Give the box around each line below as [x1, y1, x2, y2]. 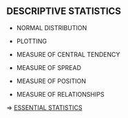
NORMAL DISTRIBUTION [16, 23, 87, 32]
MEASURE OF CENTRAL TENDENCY [16, 50, 120, 58]
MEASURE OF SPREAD [16, 63, 82, 71]
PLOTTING [16, 37, 47, 45]
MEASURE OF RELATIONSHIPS [16, 90, 105, 98]
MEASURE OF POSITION [16, 77, 87, 85]
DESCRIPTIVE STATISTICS [6, 5, 122, 17]
